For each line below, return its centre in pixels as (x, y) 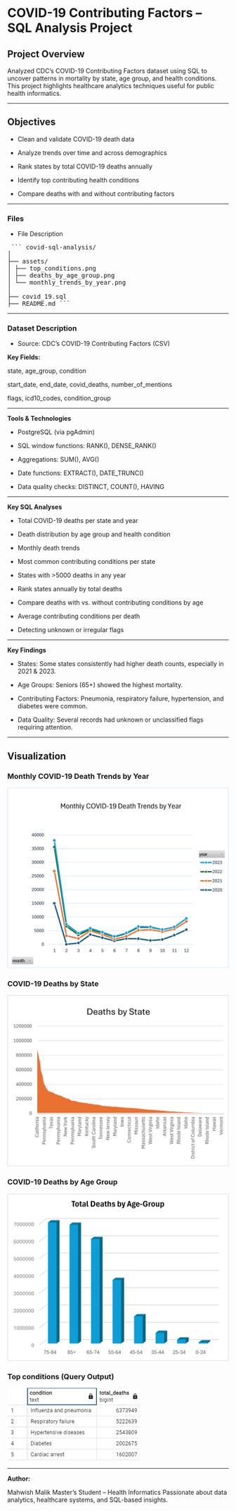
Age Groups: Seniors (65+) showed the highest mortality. (100, 685)
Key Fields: (24, 357)
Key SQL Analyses (35, 507)
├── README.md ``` (39, 304)
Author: (19, 1479)
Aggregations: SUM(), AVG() (58, 460)
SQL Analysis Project (70, 28)
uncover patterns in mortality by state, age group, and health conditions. (112, 78)
